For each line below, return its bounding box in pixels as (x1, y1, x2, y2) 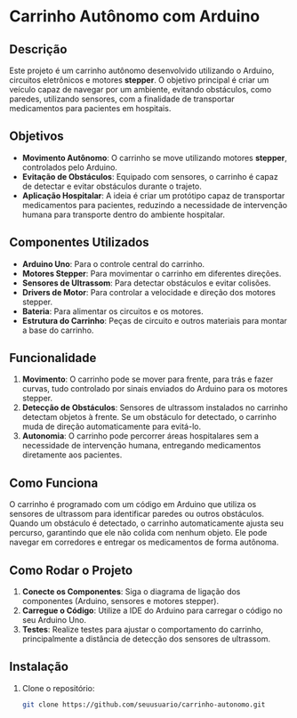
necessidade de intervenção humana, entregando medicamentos (21, 440, 261, 451)
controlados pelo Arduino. (21, 162, 118, 173)
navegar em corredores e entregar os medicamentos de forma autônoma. (9, 536, 279, 548)
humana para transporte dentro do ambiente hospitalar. (21, 209, 225, 220)
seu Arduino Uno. (21, 615, 87, 625)
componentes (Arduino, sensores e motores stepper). (21, 596, 220, 607)
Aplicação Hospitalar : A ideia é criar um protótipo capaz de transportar (21, 190, 285, 201)
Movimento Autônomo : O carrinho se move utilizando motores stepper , (21, 152, 287, 163)
